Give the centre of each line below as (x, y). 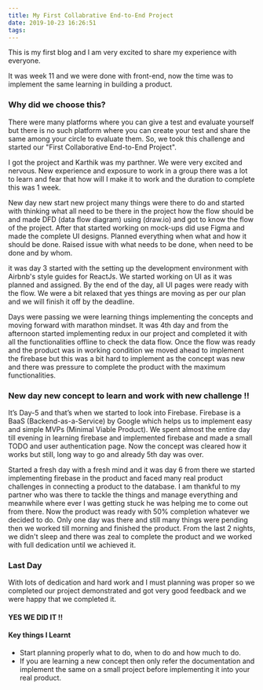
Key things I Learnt (40, 635)
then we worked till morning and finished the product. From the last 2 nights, (132, 528)
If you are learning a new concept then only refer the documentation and (137, 661)
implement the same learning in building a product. (90, 84)
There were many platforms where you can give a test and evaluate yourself (131, 122)
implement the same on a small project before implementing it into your (135, 670)
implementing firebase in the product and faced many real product (116, 478)
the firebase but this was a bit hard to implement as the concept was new (127, 358)
